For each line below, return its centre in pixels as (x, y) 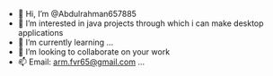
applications (40, 33)
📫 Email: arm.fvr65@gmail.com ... (81, 62)
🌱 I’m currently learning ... (66, 42)
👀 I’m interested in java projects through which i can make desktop (141, 23)
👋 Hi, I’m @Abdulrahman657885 (77, 14)
